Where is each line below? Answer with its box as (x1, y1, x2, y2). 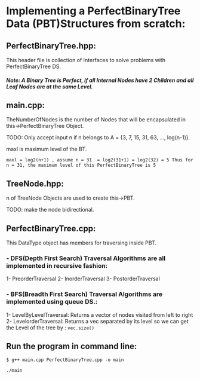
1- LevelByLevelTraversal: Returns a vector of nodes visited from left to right (6, 311, 193, 318)
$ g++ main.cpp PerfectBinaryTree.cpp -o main (6, 357, 124, 363)
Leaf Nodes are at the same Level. (6, 82, 93, 90)
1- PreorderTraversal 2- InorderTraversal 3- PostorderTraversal (6, 275, 160, 282)
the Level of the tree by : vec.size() (6, 324, 94, 331)
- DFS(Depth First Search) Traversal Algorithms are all (6, 254, 166, 262)
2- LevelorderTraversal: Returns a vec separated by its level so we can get (6, 317, 189, 325)
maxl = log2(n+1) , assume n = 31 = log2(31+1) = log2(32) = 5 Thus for (6, 157, 194, 163)
